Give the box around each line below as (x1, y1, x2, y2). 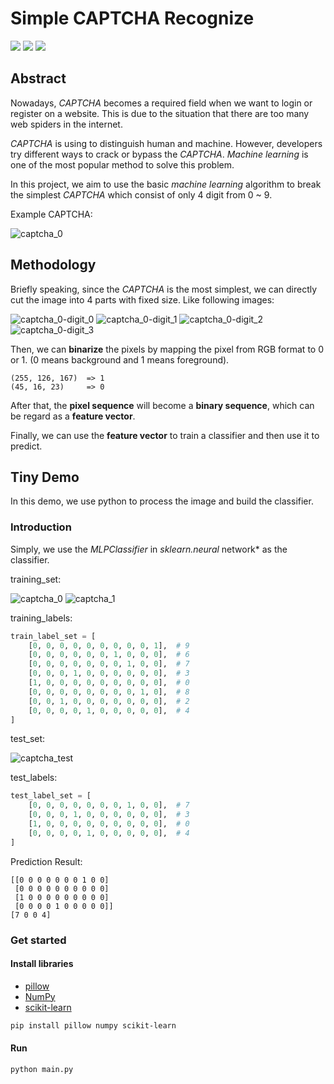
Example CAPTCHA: (10, 208, 93, 220)
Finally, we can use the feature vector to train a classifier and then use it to (10, 429, 320, 441)
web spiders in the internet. (10, 118, 123, 130)
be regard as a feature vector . (10, 410, 136, 422)
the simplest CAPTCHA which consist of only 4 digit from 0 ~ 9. (10, 188, 273, 201)
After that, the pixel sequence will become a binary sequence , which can (10, 399, 315, 411)
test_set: (10, 733, 46, 745)
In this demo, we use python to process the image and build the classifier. (10, 495, 314, 507)
